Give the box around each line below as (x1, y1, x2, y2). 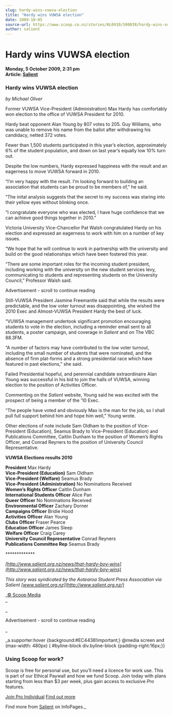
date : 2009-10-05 (5, 17, 43, 22)
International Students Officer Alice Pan (5, 492, 92, 498)
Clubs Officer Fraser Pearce (5, 519, 66, 525)
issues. (5, 236, 21, 242)
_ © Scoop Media (5, 592, 41, 598)
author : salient (5, 27, 40, 32)
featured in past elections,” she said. (5, 361, 83, 367)
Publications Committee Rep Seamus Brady (5, 541, 100, 547)
